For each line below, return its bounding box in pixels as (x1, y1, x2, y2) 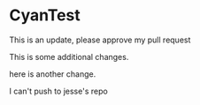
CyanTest (9, 5, 81, 26)
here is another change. (9, 68, 96, 79)
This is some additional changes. (9, 51, 129, 62)
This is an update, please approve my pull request (9, 34, 191, 45)
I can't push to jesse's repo (9, 86, 108, 96)
